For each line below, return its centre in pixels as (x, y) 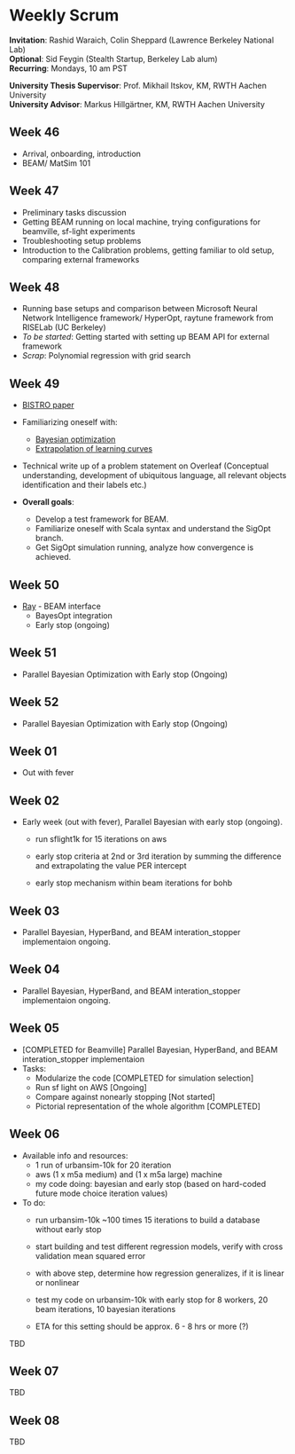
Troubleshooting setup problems (82, 240)
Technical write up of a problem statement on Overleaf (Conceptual (145, 466)
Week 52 (34, 702)
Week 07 (34, 1371)
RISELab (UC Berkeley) (64, 327)
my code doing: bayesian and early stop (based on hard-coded (151, 1183)
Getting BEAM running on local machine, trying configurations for (141, 222)
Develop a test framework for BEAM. (102, 519)
